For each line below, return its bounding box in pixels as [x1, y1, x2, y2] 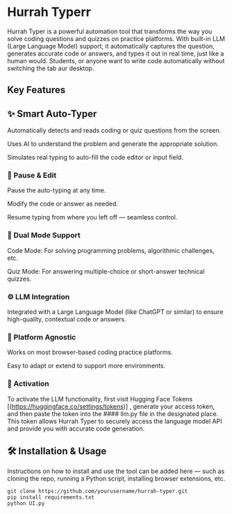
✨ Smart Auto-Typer [7, 108, 97, 119]
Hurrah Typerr [7, 4, 92, 20]
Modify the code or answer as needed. [7, 199, 118, 208]
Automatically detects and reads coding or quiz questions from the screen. [7, 126, 222, 135]
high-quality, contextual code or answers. [7, 315, 126, 324]
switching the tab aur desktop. [7, 64, 94, 72]
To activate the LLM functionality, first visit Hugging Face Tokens [7, 395, 193, 403]
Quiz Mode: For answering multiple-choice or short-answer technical [7, 267, 205, 275]
